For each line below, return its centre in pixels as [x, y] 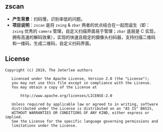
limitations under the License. [44, 125]
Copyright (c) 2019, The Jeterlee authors [49, 70]
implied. [14, 117]
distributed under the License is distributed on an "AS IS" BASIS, [82, 108]
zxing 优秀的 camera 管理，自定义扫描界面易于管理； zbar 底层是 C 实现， [85, 31]
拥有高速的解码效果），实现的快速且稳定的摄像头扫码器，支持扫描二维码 [84, 37]
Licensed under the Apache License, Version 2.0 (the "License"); [81, 78]
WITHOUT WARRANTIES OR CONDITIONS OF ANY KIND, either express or [81, 113]
